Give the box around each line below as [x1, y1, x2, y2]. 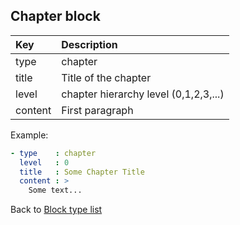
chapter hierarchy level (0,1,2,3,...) [61, 87, 225, 101]
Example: [10, 129, 49, 141]
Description [61, 37, 118, 51]
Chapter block [10, 8, 101, 25]
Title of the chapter [61, 70, 152, 84]
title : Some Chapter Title [19, 167, 145, 177]
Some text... [28, 185, 83, 196]
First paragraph [61, 103, 134, 117]
